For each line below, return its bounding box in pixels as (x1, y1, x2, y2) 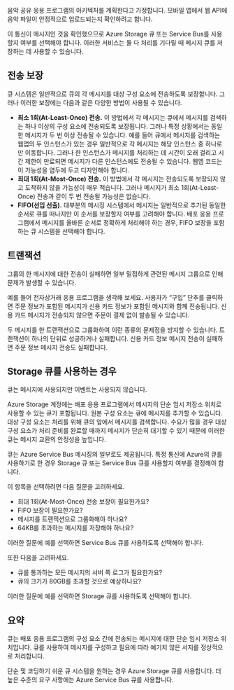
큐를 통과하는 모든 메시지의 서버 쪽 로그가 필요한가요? (17, 568, 163, 577)
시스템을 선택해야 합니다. (38, 227, 105, 235)
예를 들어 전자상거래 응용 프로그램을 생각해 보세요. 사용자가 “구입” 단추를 (7, 293, 205, 301)
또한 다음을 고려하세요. (7, 553, 69, 562)
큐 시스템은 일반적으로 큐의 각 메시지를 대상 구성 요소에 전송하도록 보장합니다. (7, 90, 218, 98)
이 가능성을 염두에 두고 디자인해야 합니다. (17, 165, 130, 174)
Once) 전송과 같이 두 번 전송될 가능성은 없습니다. (17, 192, 151, 200)
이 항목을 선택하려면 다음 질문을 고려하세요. (7, 483, 125, 491)
